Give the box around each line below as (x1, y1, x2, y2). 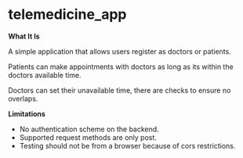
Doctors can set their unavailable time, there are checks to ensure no (8, 85, 231, 95)
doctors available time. (8, 70, 82, 79)
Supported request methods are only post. (19, 132, 157, 142)
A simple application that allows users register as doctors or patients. (8, 46, 231, 56)
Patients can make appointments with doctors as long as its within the (8, 61, 234, 72)
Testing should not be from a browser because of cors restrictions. (19, 141, 236, 150)
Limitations (8, 108, 45, 119)
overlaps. (8, 94, 38, 103)
